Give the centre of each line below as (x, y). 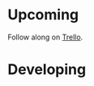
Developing (47, 70)
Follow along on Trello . (45, 37)
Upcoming (43, 15)
